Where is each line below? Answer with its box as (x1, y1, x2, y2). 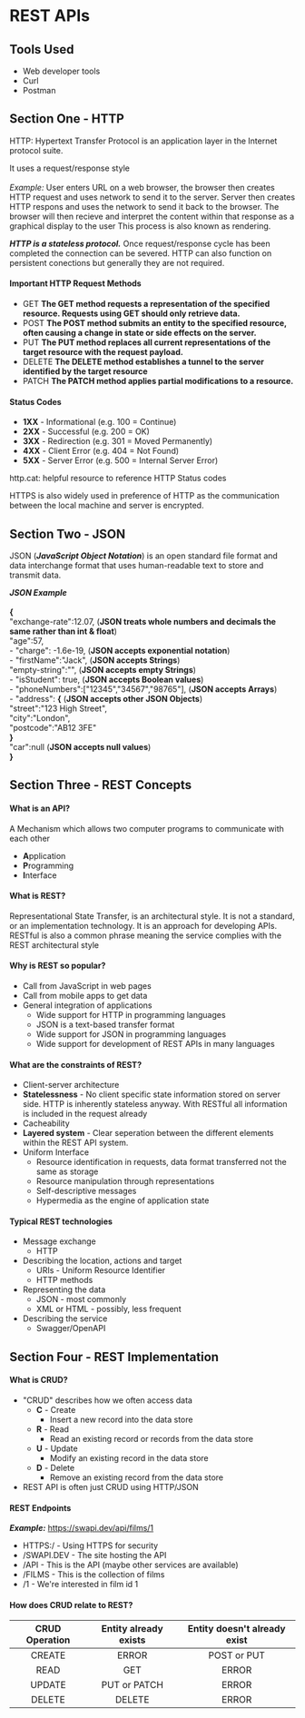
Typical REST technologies (9, 1216, 113, 1227)
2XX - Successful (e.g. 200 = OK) (22, 426, 150, 437)
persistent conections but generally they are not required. (9, 257, 225, 268)
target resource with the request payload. (22, 347, 183, 358)
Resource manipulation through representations (35, 1176, 215, 1187)
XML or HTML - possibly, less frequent (35, 1304, 182, 1315)
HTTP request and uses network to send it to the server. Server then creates (9, 192, 296, 202)
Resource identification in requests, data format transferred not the (35, 1157, 288, 1168)
